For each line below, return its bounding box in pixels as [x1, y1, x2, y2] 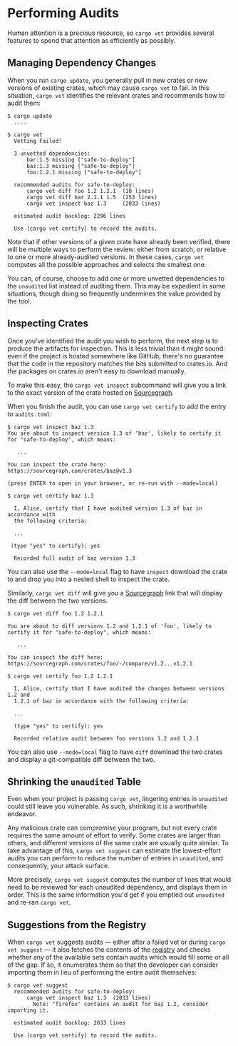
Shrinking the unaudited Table [7, 775, 141, 788]
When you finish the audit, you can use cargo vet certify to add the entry [7, 402, 227, 411]
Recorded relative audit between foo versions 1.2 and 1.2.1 [14, 735, 200, 742]
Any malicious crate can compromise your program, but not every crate [7, 823, 217, 833]
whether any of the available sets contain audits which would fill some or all [7, 953, 229, 962]
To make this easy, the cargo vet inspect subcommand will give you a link [7, 381, 227, 389]
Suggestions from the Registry [7, 919, 147, 931]
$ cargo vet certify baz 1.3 [7, 492, 94, 499]
